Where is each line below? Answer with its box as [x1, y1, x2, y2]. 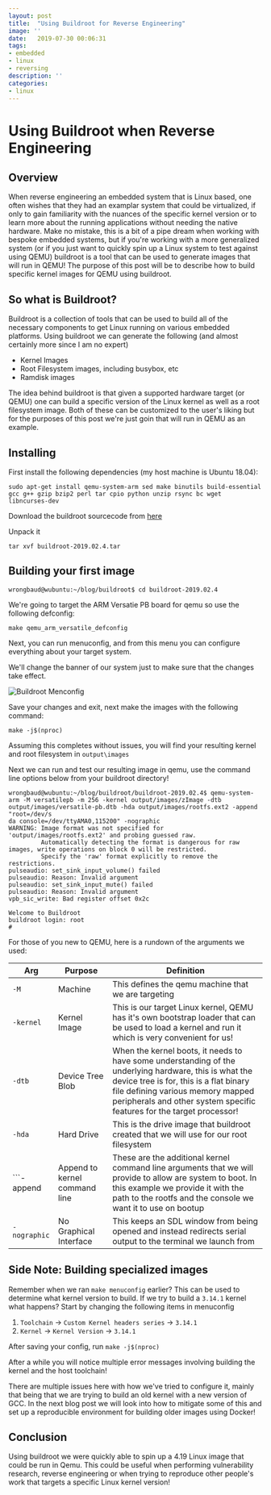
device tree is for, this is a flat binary [112, 1075, 250, 1086]
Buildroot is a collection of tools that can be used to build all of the [8, 314, 228, 324]
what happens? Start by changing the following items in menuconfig [8, 1301, 235, 1311]
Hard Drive [57, 1129, 99, 1140]
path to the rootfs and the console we [112, 1192, 254, 1203]
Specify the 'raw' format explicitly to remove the [40, 852, 219, 860]
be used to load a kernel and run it [112, 1021, 242, 1033]
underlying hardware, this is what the [112, 1065, 252, 1076]
